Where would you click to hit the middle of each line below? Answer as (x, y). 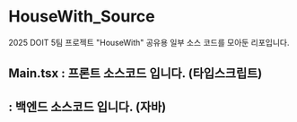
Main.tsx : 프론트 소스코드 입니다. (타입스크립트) (135, 74)
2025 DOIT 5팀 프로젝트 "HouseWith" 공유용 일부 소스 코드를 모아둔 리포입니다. (149, 42)
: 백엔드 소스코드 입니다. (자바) (87, 106)
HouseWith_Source (82, 17)
